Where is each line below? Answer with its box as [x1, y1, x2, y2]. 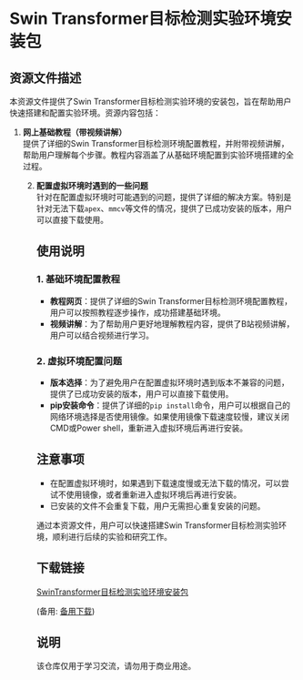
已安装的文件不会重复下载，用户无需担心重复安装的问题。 [49, 500, 266, 511]
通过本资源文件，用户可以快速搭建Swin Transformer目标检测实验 [35, 520, 279, 531]
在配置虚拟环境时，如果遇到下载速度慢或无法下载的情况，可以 [49, 477, 282, 488]
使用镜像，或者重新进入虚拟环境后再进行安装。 [66, 489, 242, 500]
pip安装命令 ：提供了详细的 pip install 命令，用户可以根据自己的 [49, 400, 291, 411]
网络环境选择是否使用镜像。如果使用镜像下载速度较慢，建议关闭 [49, 411, 289, 421]
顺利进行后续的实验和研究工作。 [52, 531, 173, 542]
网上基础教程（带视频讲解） [22, 127, 127, 137]
